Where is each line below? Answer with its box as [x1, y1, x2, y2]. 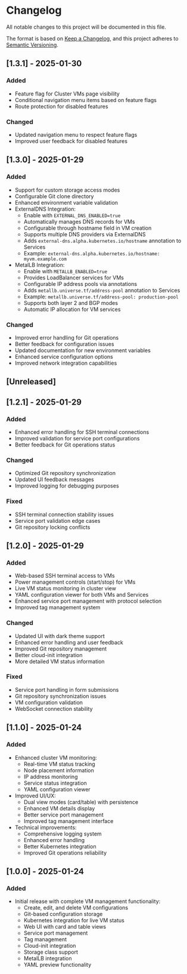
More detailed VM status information [14, 658, 105, 665]
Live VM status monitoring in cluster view [14, 585, 116, 592]
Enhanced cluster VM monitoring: [14, 754, 97, 761]
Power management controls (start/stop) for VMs [14, 578, 136, 585]
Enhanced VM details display [23, 805, 95, 812]
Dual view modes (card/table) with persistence [23, 798, 139, 806]
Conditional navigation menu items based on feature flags [14, 96, 157, 103]
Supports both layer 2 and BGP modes [23, 299, 118, 306]
